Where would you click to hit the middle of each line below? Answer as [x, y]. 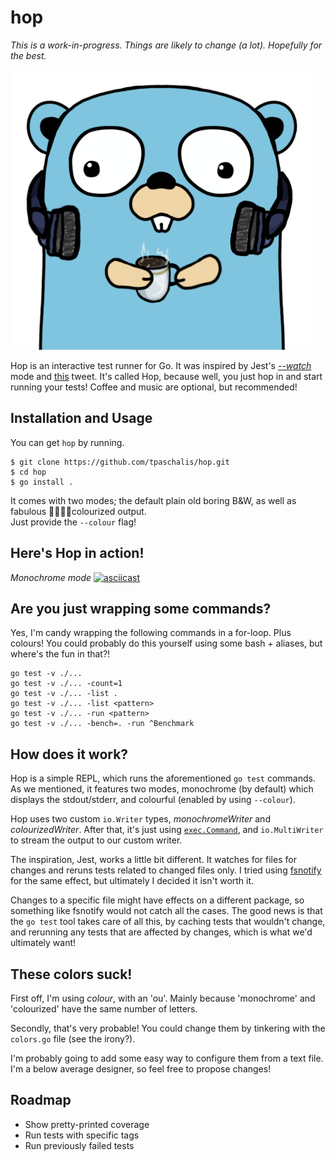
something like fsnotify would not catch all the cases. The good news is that [166, 911]
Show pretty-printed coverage [87, 1124]
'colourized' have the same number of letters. [104, 1009]
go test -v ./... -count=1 [66, 684]
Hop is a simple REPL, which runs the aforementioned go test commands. [163, 778]
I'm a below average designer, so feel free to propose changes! [141, 1069]
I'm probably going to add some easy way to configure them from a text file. [167, 1058]
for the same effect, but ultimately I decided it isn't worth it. [132, 881]
